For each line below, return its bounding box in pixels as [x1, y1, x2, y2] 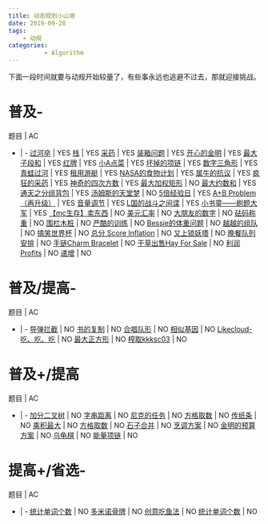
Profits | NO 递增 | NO [19, 248, 92, 257]
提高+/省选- [8, 462, 86, 479]
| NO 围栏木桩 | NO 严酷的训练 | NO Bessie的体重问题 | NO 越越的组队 [29, 218, 258, 228]
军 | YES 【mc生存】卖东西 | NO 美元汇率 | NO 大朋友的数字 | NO [19, 208, 234, 217]
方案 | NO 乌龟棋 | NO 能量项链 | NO [19, 430, 138, 440]
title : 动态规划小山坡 [8, 11, 76, 20]
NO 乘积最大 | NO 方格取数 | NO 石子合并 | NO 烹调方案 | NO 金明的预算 [19, 420, 256, 429]
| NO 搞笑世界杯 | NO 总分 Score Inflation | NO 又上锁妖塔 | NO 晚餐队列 [19, 228, 256, 237]
